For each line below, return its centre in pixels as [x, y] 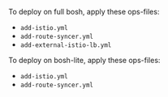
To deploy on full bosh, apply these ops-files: [84, 12]
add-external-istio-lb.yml [66, 45]
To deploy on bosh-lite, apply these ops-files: [84, 60]
